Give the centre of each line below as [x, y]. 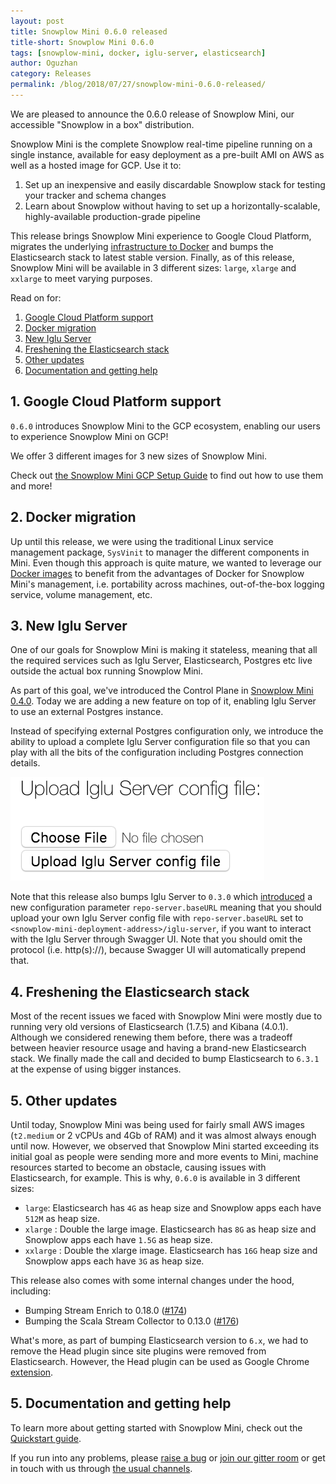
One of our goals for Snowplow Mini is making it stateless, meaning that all [164, 650]
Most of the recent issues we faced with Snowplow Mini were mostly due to [166, 1016]
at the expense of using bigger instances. [96, 1069]
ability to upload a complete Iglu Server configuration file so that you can [160, 742]
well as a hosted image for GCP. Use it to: [96, 165]
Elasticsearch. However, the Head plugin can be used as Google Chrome [160, 1361]
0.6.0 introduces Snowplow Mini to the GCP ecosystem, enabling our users [165, 426]
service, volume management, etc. [81, 594]
